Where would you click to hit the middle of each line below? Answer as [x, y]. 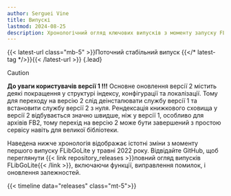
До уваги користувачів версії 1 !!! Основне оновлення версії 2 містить [112, 86]
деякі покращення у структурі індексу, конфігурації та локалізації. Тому [112, 94]
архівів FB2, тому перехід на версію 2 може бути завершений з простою [114, 123]
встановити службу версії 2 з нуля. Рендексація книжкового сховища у [112, 108]
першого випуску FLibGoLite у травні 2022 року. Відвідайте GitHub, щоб [113, 151]
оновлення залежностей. [44, 173]
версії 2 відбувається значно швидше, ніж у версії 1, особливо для [106, 116]
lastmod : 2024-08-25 [37, 26]
